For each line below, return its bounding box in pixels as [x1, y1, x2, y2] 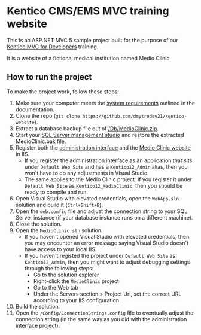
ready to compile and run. [24, 188, 89, 196]
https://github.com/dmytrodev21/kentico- [82, 113, 187, 119]
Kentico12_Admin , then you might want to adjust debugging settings [24, 258, 190, 266]
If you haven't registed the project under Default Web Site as [24, 252, 176, 259]
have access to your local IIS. [24, 245, 97, 252]
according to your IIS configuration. [33, 296, 121, 303]
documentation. [15, 106, 54, 113]
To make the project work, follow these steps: [7, 88, 119, 95]
